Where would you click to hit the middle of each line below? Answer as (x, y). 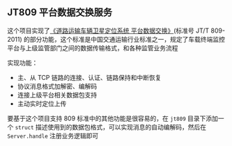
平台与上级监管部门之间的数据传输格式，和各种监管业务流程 (93, 48)
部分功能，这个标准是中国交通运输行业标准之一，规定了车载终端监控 (127, 39)
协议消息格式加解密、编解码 (57, 86)
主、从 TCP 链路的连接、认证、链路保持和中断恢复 (89, 77)
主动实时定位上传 (42, 104)
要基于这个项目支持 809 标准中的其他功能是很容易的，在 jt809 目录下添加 (113, 118)
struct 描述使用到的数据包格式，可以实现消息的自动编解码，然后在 (111, 127)
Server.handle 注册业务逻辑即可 (53, 136)
